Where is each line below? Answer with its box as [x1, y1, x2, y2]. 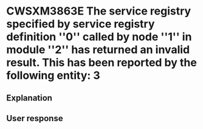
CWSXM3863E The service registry [6, 4, 191, 18]
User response [6, 113, 63, 124]
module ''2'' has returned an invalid [6, 43, 190, 57]
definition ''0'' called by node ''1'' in [6, 30, 192, 44]
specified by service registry [6, 17, 155, 31]
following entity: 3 [6, 68, 100, 82]
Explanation [6, 93, 53, 103]
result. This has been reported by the [6, 56, 198, 70]
